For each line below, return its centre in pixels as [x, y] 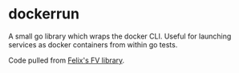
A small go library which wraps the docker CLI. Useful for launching [120, 36]
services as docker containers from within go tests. [93, 44]
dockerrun [44, 14]
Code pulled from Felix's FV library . [67, 60]
